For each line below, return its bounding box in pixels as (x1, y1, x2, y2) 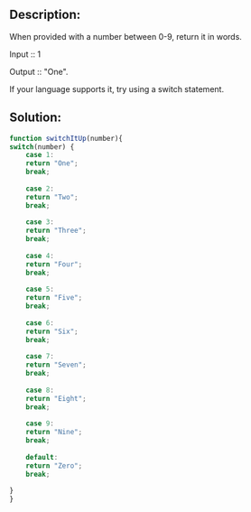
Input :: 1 (9, 49, 42, 60)
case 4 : (25, 251, 54, 260)
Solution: (9, 110, 61, 126)
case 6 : (25, 318, 54, 328)
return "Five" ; (25, 293, 83, 303)
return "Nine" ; (25, 428, 83, 437)
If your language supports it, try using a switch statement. (9, 83, 224, 94)
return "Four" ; (25, 259, 83, 269)
